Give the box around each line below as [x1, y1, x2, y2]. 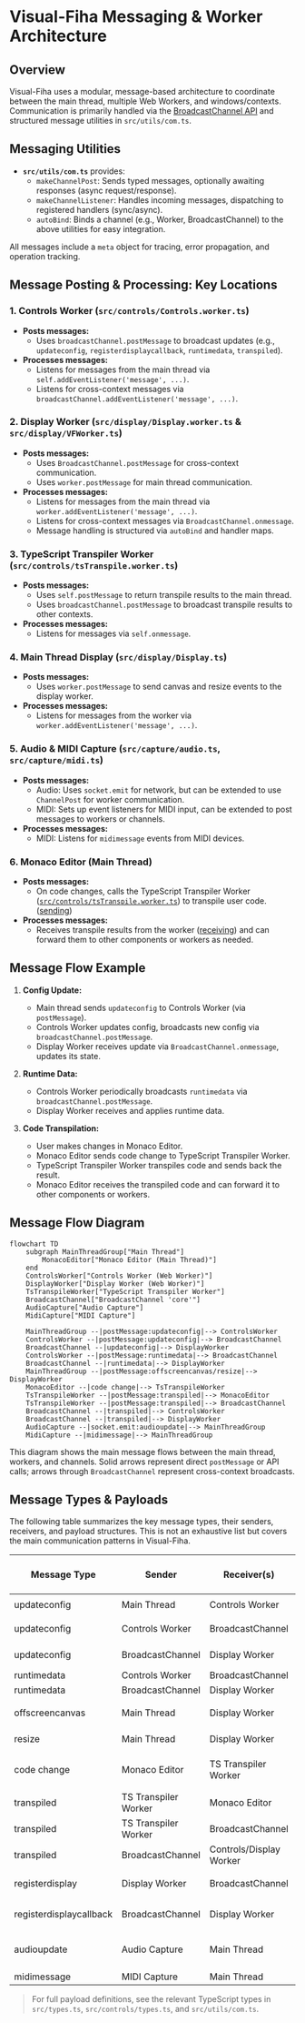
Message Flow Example [9, 960, 146, 976]
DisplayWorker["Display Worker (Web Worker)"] [25, 1279, 205, 1289]
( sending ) [35, 905, 73, 915]
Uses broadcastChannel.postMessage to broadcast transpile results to [35, 599, 293, 611]
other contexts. [35, 609, 93, 620]
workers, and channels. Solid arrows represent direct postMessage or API [9, 1456, 280, 1467]
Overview [9, 62, 66, 77]
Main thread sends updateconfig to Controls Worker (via [35, 1002, 247, 1013]
